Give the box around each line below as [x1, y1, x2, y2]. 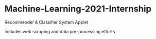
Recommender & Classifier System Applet [4, 19, 88, 25]
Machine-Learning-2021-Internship [4, 3, 152, 14]
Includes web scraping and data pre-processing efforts [4, 28, 115, 34]
